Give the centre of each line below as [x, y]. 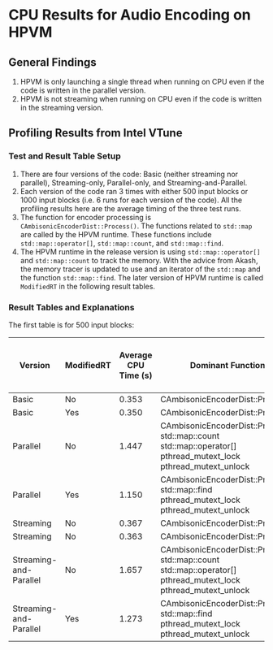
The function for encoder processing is [86, 217]
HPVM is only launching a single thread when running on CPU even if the [142, 82]
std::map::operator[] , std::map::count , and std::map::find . [122, 243]
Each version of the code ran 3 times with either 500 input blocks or [134, 191]
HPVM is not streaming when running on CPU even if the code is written [141, 99]
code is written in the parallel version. [83, 90]
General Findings [53, 62]
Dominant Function [227, 365]
